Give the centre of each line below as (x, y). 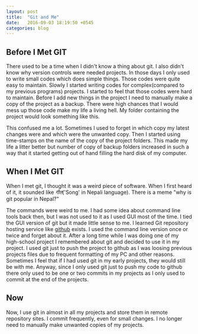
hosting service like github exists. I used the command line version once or (97, 229)
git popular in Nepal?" (33, 199)
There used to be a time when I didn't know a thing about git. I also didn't (95, 66)
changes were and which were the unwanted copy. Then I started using (93, 134)
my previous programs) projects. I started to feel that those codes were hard (99, 92)
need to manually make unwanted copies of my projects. (75, 325)
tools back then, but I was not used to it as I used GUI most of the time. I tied (99, 216)
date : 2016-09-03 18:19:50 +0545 (50, 22)
